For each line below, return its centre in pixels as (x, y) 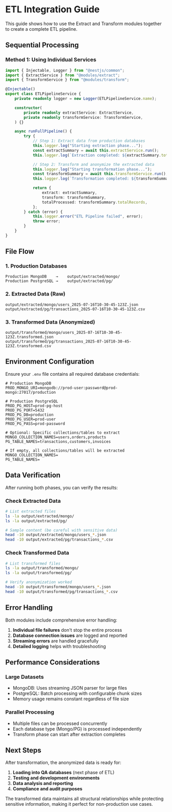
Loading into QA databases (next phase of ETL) (63, 773)
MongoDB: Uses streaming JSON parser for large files (70, 688)
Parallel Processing (30, 712)
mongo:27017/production (31, 392)
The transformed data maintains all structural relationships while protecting (84, 799)
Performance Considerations (52, 662)
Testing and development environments (56, 778)
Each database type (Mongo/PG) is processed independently (77, 729)
